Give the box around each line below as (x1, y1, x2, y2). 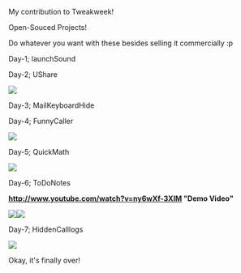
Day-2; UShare (8, 70, 58, 79)
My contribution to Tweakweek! (8, 7, 114, 16)
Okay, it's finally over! (8, 255, 81, 265)
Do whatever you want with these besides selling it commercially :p (8, 38, 234, 48)
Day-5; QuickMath (8, 147, 70, 156)
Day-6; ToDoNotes (8, 178, 71, 187)
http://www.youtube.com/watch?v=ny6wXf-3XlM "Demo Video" (8, 194, 234, 203)
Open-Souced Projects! (8, 23, 88, 32)
